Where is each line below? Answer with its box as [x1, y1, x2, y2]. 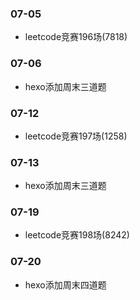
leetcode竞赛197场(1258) [24, 130, 128, 142]
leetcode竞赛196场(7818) [24, 31, 128, 43]
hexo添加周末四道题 [24, 278, 107, 291]
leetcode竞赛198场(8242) [24, 229, 130, 241]
